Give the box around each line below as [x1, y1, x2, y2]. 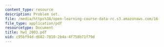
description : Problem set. [5, 12, 60, 17]
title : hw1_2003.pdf [5, 30, 47, 35]
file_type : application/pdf [5, 21, 62, 26]
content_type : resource [5, 7, 54, 12]
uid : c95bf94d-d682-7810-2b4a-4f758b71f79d [5, 35, 95, 40]
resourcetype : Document [5, 25, 54, 30]
